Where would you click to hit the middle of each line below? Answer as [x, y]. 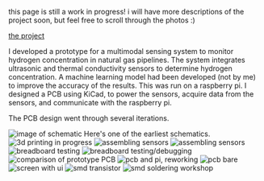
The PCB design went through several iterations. [89, 118]
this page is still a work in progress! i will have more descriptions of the [126, 12]
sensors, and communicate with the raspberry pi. [90, 103]
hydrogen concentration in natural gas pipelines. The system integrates [127, 60]
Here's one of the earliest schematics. [147, 134]
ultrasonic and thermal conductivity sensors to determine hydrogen [120, 68]
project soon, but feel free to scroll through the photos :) [102, 20]
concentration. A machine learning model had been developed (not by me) [132, 77]
